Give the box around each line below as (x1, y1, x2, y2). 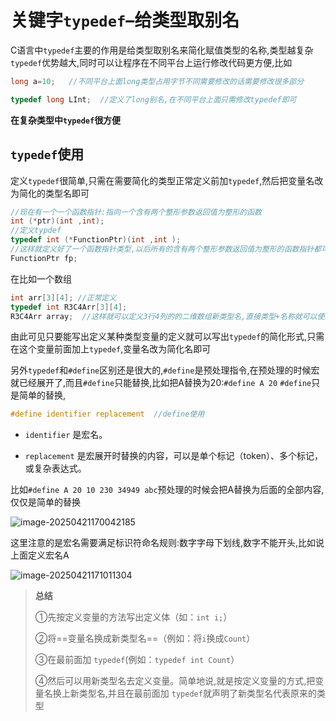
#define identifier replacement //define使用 (10, 409, 205, 420)
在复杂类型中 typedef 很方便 (10, 114, 122, 126)
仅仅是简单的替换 (10, 496, 81, 508)
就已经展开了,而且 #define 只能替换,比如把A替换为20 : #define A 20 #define (10, 377, 312, 389)
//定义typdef (10, 226, 62, 236)
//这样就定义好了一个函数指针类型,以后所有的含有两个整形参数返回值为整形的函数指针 (10, 244, 315, 254)
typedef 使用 (10, 146, 85, 163)
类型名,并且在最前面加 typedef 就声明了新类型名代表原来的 (78, 687, 317, 700)
